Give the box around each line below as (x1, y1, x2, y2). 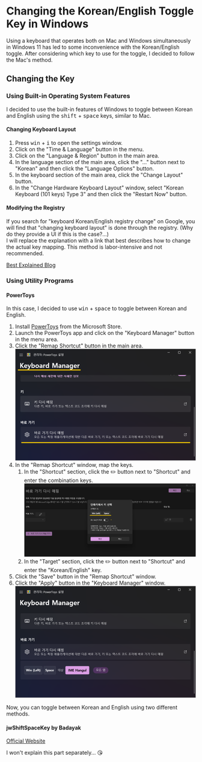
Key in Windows (6, 17, 89, 31)
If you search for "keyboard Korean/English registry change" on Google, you (6, 218, 195, 225)
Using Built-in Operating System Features (6, 92, 130, 100)
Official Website (6, 737, 46, 745)
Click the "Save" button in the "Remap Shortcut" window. (14, 573, 156, 580)
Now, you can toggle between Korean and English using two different (6, 704, 177, 711)
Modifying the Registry (6, 204, 65, 212)
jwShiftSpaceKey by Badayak (6, 724, 81, 731)
